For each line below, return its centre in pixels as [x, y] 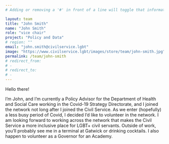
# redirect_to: [21, 70]
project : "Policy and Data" [35, 38]
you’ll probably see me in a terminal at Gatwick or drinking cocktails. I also [82, 131]
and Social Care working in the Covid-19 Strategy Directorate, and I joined [82, 104]
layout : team [19, 19]
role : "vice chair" [26, 33]
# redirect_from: [23, 61]
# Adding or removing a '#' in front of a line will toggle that [75, 10]
